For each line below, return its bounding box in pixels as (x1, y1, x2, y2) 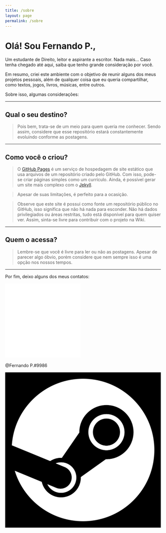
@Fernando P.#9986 (5, 362, 48, 368)
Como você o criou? (5, 153, 68, 162)
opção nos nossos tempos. (17, 259, 73, 265)
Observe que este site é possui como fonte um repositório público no (17, 201, 159, 207)
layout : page (5, 13, 32, 18)
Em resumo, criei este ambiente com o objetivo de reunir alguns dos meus (5, 72, 157, 78)
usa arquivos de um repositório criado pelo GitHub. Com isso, (17, 171, 143, 177)
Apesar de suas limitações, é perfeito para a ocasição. (17, 191, 128, 197)
